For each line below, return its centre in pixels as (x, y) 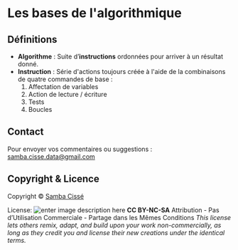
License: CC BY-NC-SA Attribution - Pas (113, 210)
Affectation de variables (63, 87)
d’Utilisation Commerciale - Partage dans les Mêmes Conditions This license (119, 217)
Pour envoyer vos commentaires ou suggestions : (80, 149)
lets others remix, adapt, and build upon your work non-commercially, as (114, 225)
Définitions (32, 40)
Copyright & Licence (53, 179)
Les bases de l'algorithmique (95, 13)
